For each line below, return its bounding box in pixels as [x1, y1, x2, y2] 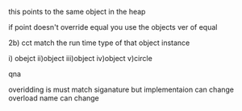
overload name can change [8, 93, 99, 103]
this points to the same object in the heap [8, 7, 146, 16]
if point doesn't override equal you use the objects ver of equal [8, 23, 218, 31]
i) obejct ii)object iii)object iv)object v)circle [8, 54, 153, 63]
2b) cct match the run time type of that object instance [8, 38, 190, 47]
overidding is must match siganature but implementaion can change [8, 84, 235, 94]
